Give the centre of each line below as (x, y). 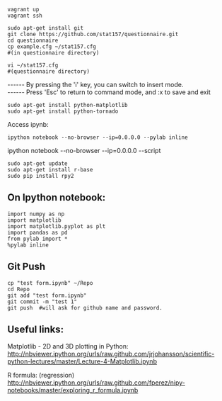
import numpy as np (36, 214)
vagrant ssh (25, 16)
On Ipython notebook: (57, 198)
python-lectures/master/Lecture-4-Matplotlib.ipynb (82, 361)
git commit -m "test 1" (42, 301)
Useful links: (36, 330)
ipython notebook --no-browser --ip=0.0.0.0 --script (84, 151)
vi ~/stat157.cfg (33, 65)
